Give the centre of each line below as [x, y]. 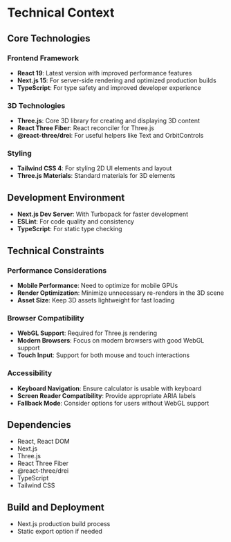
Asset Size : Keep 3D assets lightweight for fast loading [96, 300]
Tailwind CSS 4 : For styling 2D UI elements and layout [94, 168]
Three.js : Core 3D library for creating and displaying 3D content [109, 121]
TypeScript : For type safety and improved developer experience [109, 87]
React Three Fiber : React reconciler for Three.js [85, 128]
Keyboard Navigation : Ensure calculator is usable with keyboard [109, 388]
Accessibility [30, 373]
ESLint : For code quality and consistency [76, 222]
